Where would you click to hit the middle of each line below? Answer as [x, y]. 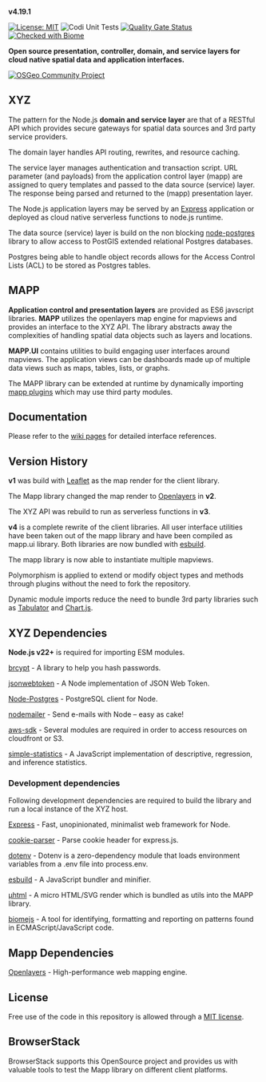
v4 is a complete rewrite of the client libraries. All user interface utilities [126, 527]
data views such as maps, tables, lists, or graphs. [89, 368]
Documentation [48, 417]
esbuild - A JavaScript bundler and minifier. [80, 879]
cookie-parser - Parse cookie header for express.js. [93, 840]
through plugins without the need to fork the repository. [99, 584]
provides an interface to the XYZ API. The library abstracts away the [120, 327]
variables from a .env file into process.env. [78, 864]
